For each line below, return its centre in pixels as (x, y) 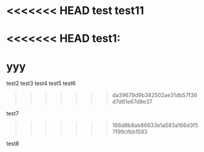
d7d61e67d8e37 (132, 102)
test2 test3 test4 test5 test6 (41, 84)
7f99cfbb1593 (130, 132)
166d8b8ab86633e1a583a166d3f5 (155, 125)
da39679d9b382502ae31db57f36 (155, 95)
